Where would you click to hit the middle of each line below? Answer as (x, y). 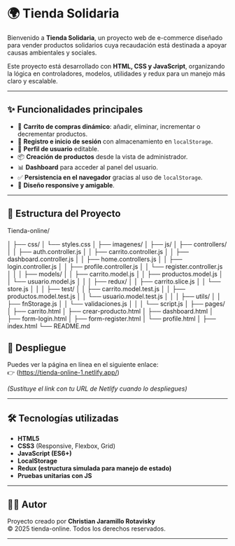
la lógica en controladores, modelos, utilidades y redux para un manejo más (116, 73)
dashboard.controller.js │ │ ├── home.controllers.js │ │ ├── (95, 259)
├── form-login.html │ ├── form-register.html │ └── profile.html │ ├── (112, 318)
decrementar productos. (52, 134)
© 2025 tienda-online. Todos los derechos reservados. (86, 528)
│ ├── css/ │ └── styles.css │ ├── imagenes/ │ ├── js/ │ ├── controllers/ (117, 244)
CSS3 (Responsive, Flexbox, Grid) (66, 446)
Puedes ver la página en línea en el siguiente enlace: (83, 365)
